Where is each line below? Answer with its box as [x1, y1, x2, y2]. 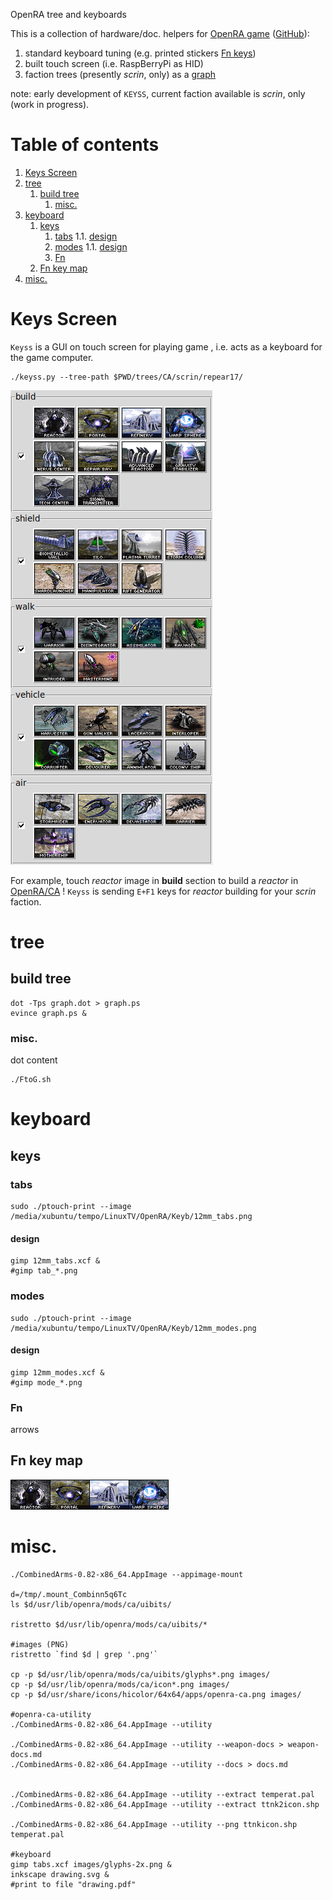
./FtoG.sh [10, 1075, 52, 1085]
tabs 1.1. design [54, 230, 118, 242]
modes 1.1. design [54, 240, 128, 253]
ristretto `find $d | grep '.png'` [10, 1649, 159, 1659]
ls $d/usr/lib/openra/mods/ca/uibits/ [10, 1599, 172, 1609]
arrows [10, 1424, 40, 1436]
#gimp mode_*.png [10, 1377, 83, 1388]
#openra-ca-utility [10, 1709, 92, 1719]
